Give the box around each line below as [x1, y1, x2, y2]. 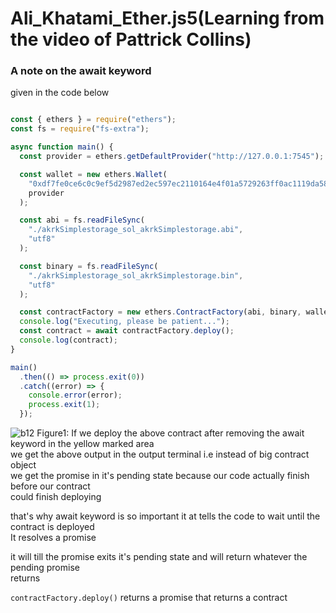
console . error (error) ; [28, 390, 123, 401]
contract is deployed [10, 521, 95, 533]
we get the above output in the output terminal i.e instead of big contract [10, 448, 310, 461]
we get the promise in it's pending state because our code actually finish [10, 470, 310, 482]
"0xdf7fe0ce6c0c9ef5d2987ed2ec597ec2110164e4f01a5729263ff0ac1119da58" [28, 178, 333, 189]
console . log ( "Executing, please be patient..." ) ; [19, 317, 230, 327]
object [10, 459, 37, 471]
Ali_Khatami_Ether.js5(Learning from [10, 7, 325, 30]
